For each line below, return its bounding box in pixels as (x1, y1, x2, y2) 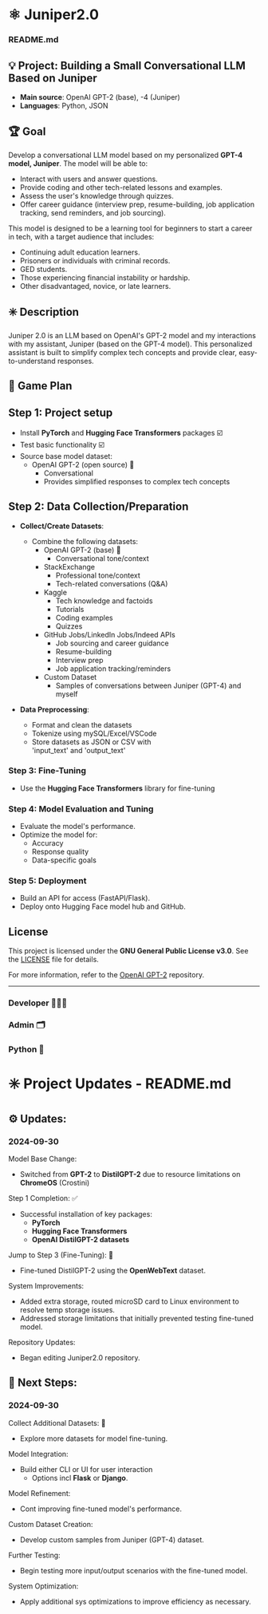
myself (55, 689, 78, 699)
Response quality (31, 847, 89, 857)
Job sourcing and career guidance (55, 638, 169, 648)
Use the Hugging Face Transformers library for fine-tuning (19, 783, 215, 793)
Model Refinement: (8, 1488, 71, 1498)
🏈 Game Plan (8, 379, 73, 393)
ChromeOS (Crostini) (19, 1178, 90, 1187)
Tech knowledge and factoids (55, 596, 153, 606)
